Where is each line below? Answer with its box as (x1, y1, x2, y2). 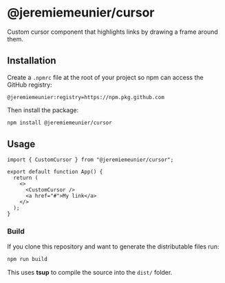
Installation (7, 55, 56, 67)
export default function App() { (7, 169, 103, 176)
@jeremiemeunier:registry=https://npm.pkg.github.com (7, 94, 165, 101)
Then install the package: (7, 105, 79, 114)
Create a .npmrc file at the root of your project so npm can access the (7, 73, 204, 81)
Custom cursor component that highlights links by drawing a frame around (7, 28, 218, 36)
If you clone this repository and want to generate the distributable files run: (7, 242, 219, 251)
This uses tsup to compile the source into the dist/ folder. (7, 268, 173, 276)
